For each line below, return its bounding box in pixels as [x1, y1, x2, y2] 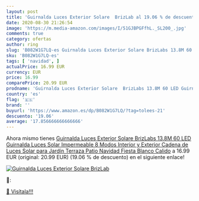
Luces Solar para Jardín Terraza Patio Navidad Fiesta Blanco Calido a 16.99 [6, 147, 190, 154]
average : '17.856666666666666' [6, 119, 84, 125]
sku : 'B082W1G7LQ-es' [6, 53, 60, 59]
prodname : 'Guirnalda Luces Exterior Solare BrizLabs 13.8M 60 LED [6, 86, 179, 92]
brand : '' [6, 102, 31, 108]
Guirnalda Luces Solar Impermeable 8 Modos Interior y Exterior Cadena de [6, 141, 188, 148]
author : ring [6, 42, 38, 48]
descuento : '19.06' [6, 113, 54, 119]
